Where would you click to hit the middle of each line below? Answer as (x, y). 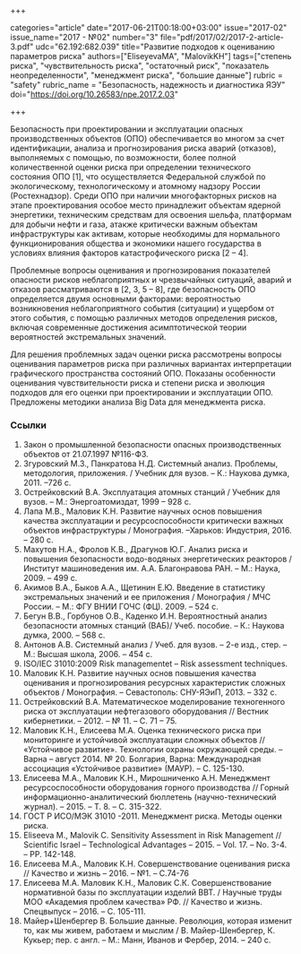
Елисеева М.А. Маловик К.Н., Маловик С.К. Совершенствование (147, 883)
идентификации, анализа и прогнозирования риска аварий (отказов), (143, 148)
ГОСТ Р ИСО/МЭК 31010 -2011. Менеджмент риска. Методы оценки (152, 816)
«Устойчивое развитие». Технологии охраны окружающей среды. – (153, 750)
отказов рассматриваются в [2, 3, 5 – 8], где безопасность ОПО (133, 289)
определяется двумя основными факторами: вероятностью (125, 299)
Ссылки (29, 425)
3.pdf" (22, 47)
